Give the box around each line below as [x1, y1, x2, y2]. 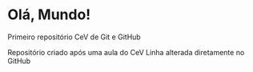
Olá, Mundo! [7, 6, 91, 24]
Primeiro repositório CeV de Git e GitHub [7, 32, 141, 42]
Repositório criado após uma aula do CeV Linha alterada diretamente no [7, 47, 245, 57]
